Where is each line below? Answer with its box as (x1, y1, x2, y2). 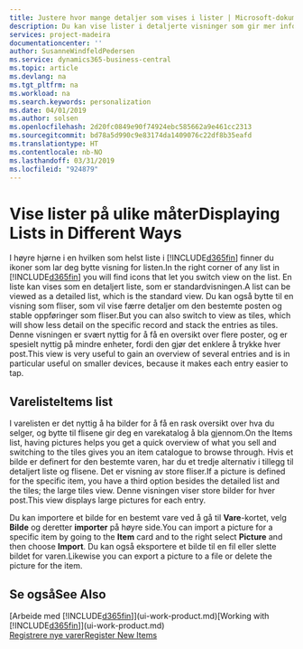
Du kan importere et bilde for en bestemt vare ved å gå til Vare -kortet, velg (9, 513, 287, 523)
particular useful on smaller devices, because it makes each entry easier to (9, 358, 289, 369)
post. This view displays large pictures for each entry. (9, 494, 207, 506)
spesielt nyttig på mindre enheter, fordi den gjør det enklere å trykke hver (9, 339, 281, 350)
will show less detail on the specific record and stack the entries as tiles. (9, 320, 279, 331)
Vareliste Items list (9, 394, 114, 409)
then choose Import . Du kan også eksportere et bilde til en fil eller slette (9, 541, 277, 552)
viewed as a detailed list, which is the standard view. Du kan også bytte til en (9, 291, 294, 302)
